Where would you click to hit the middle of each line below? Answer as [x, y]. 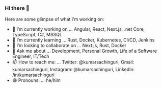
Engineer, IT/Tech [31, 56]
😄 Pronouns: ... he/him [36, 80]
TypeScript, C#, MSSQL [37, 35]
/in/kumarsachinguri [33, 75]
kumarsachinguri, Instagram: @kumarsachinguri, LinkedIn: [73, 70]
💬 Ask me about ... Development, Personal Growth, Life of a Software [85, 51]
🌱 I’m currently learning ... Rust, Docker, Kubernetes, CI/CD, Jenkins [83, 40]
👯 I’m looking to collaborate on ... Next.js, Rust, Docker [69, 46]
